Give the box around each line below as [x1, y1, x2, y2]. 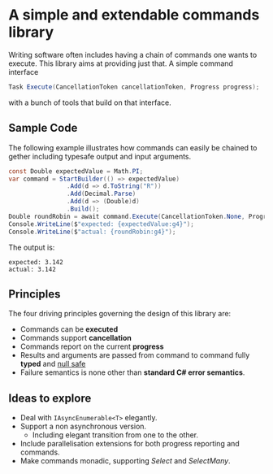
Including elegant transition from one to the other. [32, 430, 199, 440]
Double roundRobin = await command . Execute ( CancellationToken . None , [8, 212, 245, 220]
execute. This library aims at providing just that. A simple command [8, 59, 234, 68]
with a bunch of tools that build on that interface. [8, 98, 172, 107]
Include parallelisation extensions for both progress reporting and [19, 439, 240, 449]
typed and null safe [19, 359, 86, 369]
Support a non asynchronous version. [19, 421, 147, 432]
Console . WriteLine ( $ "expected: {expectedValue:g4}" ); [8, 220, 195, 228]
